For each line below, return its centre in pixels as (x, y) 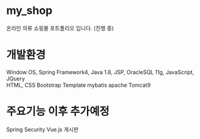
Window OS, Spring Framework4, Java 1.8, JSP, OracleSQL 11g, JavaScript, (100, 72)
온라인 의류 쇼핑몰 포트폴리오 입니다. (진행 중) (60, 28)
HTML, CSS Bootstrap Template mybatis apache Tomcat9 (78, 85)
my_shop (29, 11)
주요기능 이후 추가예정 (58, 111)
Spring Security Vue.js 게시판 (43, 129)
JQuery (16, 78)
